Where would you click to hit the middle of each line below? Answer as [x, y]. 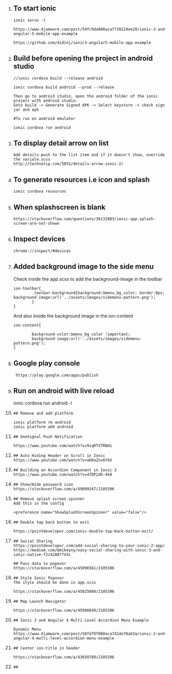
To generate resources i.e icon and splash [81, 180]
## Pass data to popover [40, 564]
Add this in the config [39, 504]
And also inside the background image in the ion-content [73, 316]
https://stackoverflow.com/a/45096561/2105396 [64, 568]
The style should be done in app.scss [55, 583]
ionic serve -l [29, 20]
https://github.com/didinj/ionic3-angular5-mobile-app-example [82, 43]
